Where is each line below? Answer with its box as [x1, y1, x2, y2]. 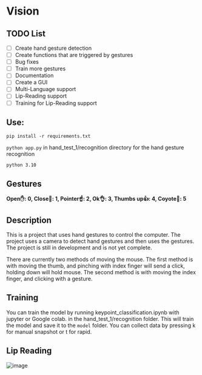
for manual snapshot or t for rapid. [6, 328, 92, 335]
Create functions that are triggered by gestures [15, 52, 133, 59]
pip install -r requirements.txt [6, 133, 91, 140]
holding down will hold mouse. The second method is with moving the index [6, 269, 196, 275]
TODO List [6, 29, 45, 39]
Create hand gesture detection [15, 44, 92, 52]
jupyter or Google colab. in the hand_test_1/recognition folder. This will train [6, 315, 194, 322]
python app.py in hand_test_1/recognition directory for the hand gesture [6, 144, 184, 151]
